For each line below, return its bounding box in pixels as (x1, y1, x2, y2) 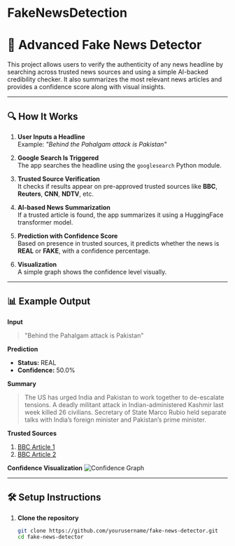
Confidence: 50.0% (17, 366, 76, 374)
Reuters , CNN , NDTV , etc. (17, 189, 94, 198)
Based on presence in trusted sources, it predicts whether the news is (17, 239, 220, 247)
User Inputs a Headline (17, 132, 85, 141)
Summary (7, 379, 36, 387)
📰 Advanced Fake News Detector (7, 37, 202, 53)
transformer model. (17, 218, 73, 226)
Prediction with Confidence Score (17, 232, 118, 240)
